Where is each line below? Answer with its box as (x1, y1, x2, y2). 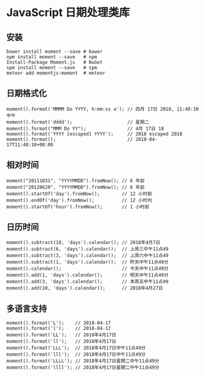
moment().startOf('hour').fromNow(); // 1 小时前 (6, 204, 150, 210)
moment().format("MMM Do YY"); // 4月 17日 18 (6, 125, 164, 132)
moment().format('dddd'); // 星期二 (6, 119, 150, 125)
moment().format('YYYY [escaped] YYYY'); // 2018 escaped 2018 (6, 131, 183, 137)
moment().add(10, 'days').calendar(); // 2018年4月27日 (6, 285, 163, 291)
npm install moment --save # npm (6, 54, 98, 60)
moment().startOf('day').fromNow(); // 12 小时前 (6, 191, 152, 197)
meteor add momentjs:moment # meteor (6, 70, 106, 76)
